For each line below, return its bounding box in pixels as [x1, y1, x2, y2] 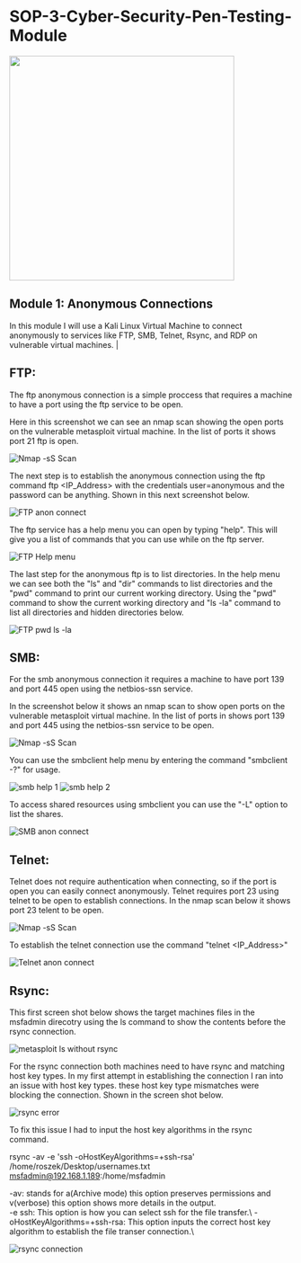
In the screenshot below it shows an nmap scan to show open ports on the [9, 701, 286, 712]
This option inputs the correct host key [127, 1216, 271, 1227]
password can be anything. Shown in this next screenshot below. [9, 489, 250, 500]
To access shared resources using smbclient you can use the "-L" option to [9, 799, 288, 810]
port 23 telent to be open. [9, 905, 104, 916]
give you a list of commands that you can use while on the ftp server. [9, 533, 265, 545]
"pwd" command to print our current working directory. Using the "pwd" [9, 587, 277, 599]
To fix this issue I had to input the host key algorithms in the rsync [9, 1125, 253, 1134]
